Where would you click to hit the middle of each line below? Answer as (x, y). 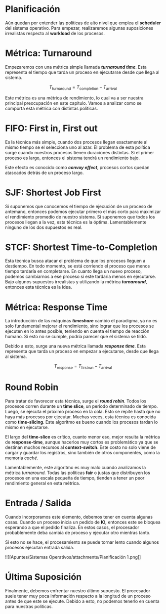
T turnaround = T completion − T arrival (83, 88)
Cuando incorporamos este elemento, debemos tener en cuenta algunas (79, 517)
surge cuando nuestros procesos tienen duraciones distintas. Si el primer (80, 152)
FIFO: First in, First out (51, 128)
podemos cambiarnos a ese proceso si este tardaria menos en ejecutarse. (81, 277)
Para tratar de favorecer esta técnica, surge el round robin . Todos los (76, 401)
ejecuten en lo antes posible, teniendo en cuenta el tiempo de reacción (77, 331)
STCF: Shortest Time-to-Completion (81, 247)
